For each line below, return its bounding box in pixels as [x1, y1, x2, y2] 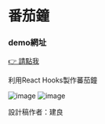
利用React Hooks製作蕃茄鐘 [8, 75, 98, 85]
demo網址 [8, 37, 47, 48]
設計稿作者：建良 [8, 108, 63, 117]
